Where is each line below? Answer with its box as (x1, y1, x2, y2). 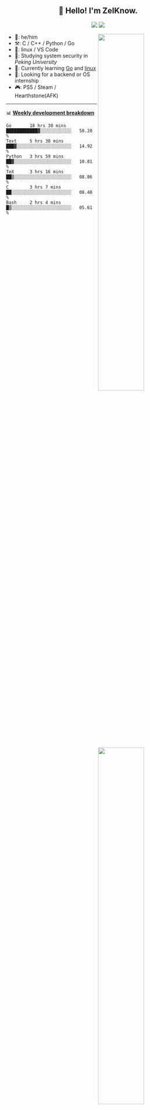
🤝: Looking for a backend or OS (14, 71, 90, 78)
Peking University (14, 58, 57, 65)
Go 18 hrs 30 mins (6, 122, 67, 129)
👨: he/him (14, 33, 38, 40)
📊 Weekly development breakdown (6, 109, 95, 116)
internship (14, 77, 39, 84)
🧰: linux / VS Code (14, 46, 58, 53)
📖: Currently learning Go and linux (14, 64, 96, 71)
